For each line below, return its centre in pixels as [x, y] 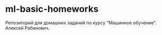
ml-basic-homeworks [52, 9]
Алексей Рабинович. [27, 28]
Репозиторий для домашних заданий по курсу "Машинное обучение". [81, 23]
